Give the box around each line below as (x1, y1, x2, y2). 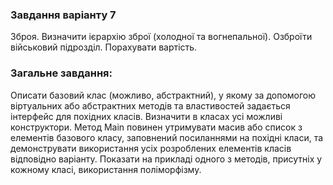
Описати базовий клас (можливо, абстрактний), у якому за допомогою (10, 89, 317, 101)
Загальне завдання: (10, 66, 113, 80)
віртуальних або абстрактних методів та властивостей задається (10, 99, 291, 112)
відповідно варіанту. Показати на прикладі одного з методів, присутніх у (10, 153, 323, 165)
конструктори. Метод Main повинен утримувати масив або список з (10, 121, 303, 133)
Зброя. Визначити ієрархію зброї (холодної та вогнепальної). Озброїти (10, 31, 313, 43)
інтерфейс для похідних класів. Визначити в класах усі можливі (10, 110, 283, 122)
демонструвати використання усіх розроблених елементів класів (10, 142, 292, 154)
